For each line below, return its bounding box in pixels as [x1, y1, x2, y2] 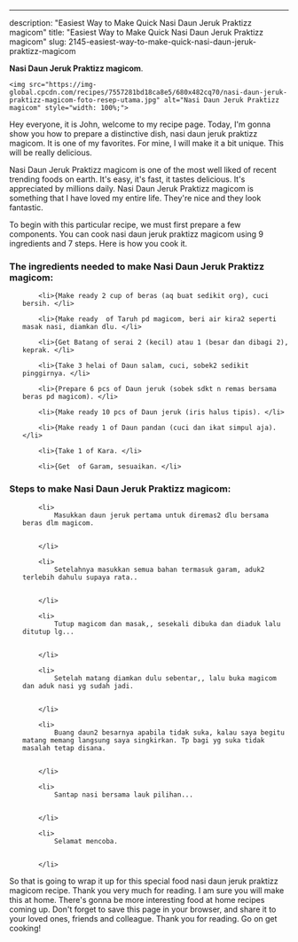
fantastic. [9, 202, 43, 213]
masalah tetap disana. [21, 743, 106, 752]
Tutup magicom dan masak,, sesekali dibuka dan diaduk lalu [54, 619, 281, 628]
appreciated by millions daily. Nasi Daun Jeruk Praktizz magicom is [9, 184, 255, 193]
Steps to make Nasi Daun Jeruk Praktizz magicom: [9, 483, 231, 495]
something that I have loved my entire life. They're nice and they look [9, 192, 262, 203]
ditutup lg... [21, 627, 74, 636]
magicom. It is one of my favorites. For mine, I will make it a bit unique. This [9, 138, 284, 148]
